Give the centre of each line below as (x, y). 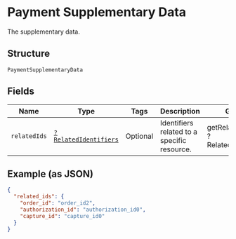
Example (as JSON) (50, 173)
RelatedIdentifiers (86, 139)
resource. (176, 149)
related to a (179, 132)
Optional (139, 136)
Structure (29, 54)
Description (180, 111)
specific (173, 140)
